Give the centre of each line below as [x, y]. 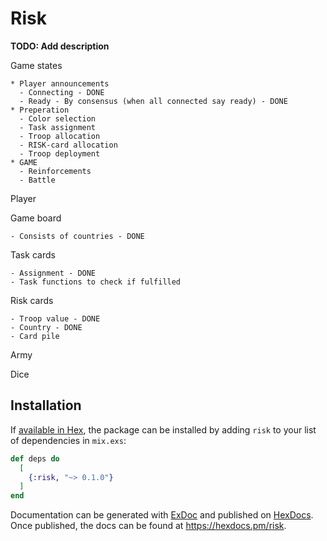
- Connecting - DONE [62, 92]
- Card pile [35, 336]
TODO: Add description [60, 46]
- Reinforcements [55, 171]
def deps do [35, 458]
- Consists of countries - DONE [77, 236]
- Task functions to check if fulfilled [96, 282]
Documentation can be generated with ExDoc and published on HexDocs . [162, 515]
